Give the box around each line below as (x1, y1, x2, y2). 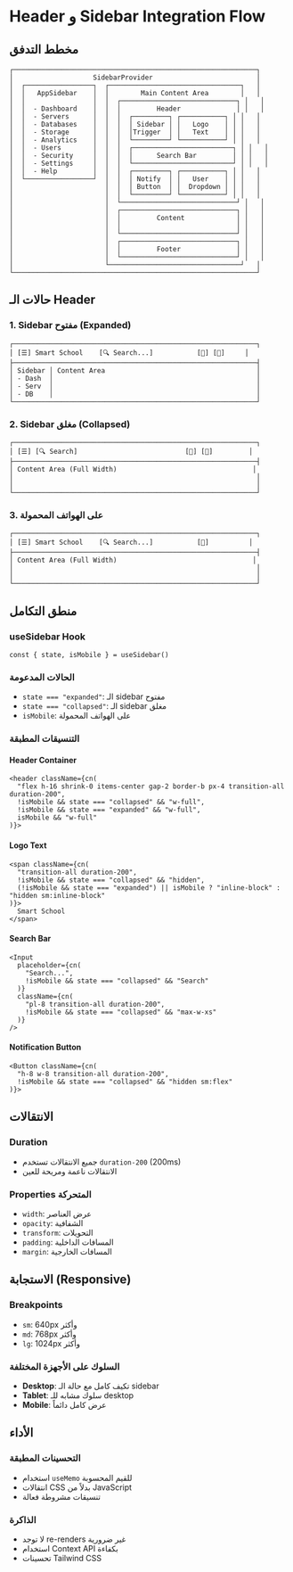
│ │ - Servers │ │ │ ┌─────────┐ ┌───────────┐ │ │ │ (9, 112, 261, 121)
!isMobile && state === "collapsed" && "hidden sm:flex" (17, 1077, 233, 1086)
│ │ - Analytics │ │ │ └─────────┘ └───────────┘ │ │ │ (9, 136, 261, 144)
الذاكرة (9, 1513, 37, 1526)
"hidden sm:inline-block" (9, 891, 105, 900)
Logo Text (9, 840, 47, 851)
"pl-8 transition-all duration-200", (25, 1000, 166, 1008)
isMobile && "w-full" (17, 813, 98, 822)
